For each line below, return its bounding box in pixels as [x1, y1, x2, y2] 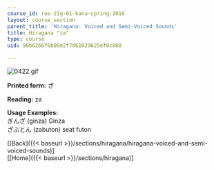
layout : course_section [7, 17, 76, 23]
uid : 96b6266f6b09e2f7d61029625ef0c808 [7, 42, 122, 49]
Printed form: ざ [7, 81, 54, 90]
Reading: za [7, 95, 43, 103]
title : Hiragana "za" [7, 29, 70, 37]
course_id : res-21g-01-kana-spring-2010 [7, 10, 126, 17]
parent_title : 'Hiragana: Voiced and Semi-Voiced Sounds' [7, 23, 177, 30]
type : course [7, 36, 45, 43]
